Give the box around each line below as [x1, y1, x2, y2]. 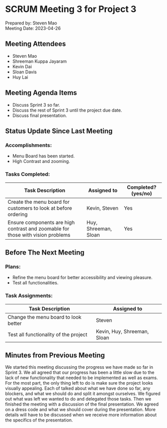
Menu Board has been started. [12, 153, 75, 159]
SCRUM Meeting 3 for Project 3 [5, 3, 137, 15]
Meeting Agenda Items [5, 89, 77, 97]
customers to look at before [7, 204, 72, 211]
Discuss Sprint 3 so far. [12, 102, 61, 108]
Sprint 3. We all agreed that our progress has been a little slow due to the [5, 370, 155, 376]
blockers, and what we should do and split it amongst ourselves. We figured [5, 391, 161, 397]
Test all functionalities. [12, 280, 59, 286]
